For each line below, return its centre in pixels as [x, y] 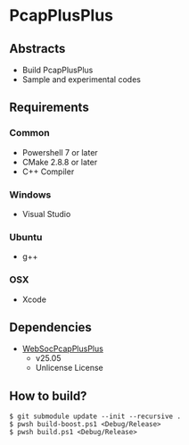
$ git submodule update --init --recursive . [95, 416]
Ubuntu [26, 237]
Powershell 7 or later [60, 152]
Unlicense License [70, 368]
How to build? [48, 395]
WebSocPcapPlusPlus [63, 348]
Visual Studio [46, 214]
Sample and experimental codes [81, 80]
